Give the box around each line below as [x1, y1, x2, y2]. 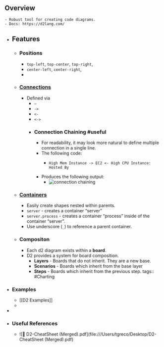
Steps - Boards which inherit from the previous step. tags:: [34, 268, 154, 274]
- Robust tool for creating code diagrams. [4, 17, 96, 22]
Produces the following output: [41, 174, 105, 180]
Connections [19, 84, 52, 91]
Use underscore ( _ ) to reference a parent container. [26, 224, 132, 230]
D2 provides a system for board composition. [26, 252, 119, 258]
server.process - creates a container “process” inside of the [26, 213, 150, 219]
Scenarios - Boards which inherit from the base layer [34, 263, 143, 269]
